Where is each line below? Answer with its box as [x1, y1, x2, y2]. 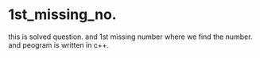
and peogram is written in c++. [8, 40, 110, 49]
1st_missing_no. [8, 6, 117, 24]
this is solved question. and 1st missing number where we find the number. [8, 32, 253, 41]
